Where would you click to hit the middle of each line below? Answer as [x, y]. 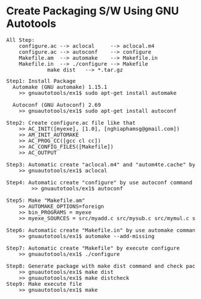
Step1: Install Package [41, 81]
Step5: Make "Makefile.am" [46, 200]
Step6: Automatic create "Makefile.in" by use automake [90, 230]
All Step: [20, 40]
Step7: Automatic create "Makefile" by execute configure [93, 248]
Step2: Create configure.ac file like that [71, 123]
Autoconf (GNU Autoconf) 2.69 [57, 105]
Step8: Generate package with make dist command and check [95, 266]
